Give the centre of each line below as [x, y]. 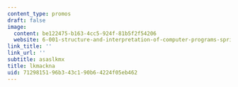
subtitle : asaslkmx [36, 60]
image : [17, 27]
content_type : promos [39, 14]
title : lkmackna [31, 66]
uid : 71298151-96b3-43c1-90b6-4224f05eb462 [73, 72]
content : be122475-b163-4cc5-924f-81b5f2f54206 [85, 33]
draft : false [27, 20]
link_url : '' [27, 53]
